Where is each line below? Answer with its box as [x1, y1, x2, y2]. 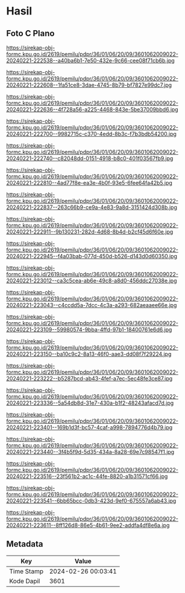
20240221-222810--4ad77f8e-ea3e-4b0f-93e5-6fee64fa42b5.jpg [6, 179, 173, 186]
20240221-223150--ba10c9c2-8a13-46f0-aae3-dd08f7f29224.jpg [6, 350, 172, 358]
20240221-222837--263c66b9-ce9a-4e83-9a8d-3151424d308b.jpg [6, 203, 178, 211]
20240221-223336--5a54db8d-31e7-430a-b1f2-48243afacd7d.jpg [6, 399, 174, 406]
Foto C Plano [6, 28, 55, 39]
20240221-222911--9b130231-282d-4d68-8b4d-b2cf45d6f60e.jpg [6, 228, 174, 235]
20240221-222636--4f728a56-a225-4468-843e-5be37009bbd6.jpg [6, 106, 179, 113]
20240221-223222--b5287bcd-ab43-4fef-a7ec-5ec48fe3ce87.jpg [6, 375, 173, 382]
